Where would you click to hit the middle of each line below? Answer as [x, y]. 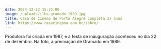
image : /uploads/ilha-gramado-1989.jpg [45, 14]
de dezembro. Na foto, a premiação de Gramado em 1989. [63, 42]
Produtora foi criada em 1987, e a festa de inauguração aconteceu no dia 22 [81, 37]
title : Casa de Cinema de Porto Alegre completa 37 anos [64, 18]
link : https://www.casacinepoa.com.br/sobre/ [52, 23]
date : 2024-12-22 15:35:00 [32, 9]
